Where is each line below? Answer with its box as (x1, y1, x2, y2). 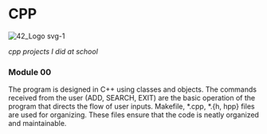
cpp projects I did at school (8, 46, 98, 56)
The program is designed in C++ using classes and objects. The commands (8, 85, 257, 94)
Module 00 (8, 66, 52, 77)
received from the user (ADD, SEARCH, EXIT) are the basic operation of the (8, 93, 256, 103)
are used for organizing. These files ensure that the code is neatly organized (8, 110, 259, 120)
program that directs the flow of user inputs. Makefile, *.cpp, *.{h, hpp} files (8, 101, 255, 112)
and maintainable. (8, 119, 67, 128)
